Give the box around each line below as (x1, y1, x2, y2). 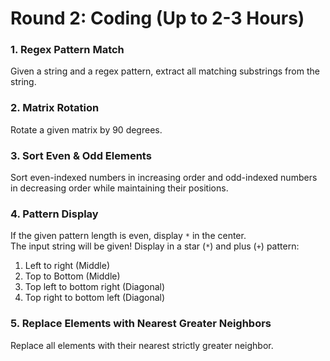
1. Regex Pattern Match (10, 43, 125, 57)
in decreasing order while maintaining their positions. (10, 182, 229, 194)
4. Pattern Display (10, 207, 99, 221)
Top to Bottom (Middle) (24, 270, 121, 282)
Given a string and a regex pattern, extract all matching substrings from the (10, 65, 320, 77)
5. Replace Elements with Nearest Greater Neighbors (10, 317, 272, 331)
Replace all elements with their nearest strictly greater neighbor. (10, 339, 274, 351)
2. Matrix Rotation (10, 101, 100, 115)
